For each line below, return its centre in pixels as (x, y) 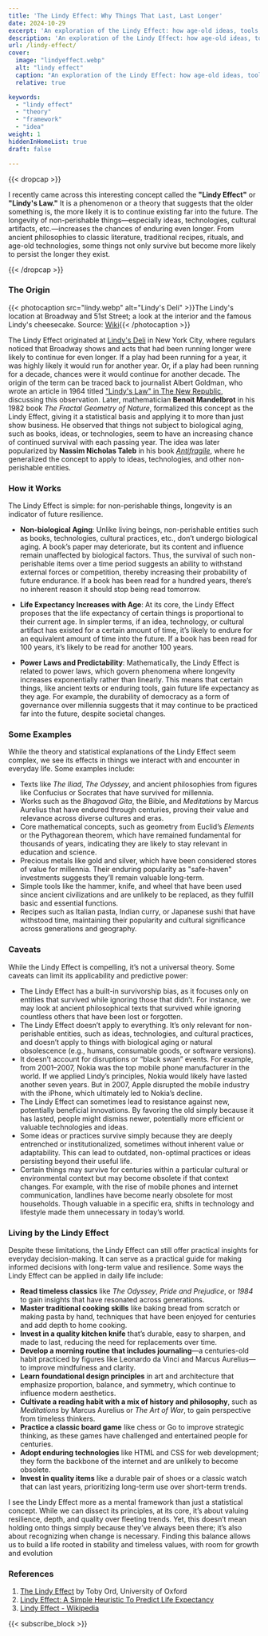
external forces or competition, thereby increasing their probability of (133, 572)
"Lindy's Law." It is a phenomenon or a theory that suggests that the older (131, 203)
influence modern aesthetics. (68, 1393)
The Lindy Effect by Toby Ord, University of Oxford (103, 1591)
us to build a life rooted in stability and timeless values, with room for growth (134, 1544)
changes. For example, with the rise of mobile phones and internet (129, 1186)
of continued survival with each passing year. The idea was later (114, 442)
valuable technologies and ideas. (74, 1127)
